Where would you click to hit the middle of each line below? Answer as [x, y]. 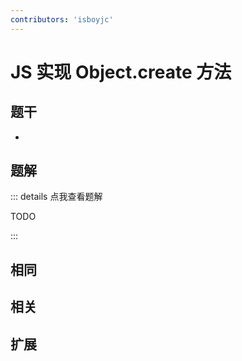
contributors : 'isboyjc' [62, 19]
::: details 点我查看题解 [56, 197]
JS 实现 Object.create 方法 [121, 72]
